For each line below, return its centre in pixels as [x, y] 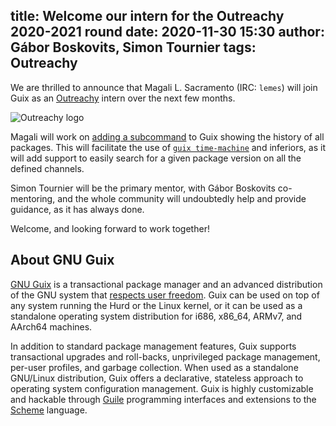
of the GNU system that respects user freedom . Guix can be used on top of [165, 295]
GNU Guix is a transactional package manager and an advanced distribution [166, 284]
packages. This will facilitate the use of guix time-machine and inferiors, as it [168, 147]
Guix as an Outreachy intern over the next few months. [123, 98]
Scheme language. [49, 410]
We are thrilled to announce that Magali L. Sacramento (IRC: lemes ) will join [164, 87]
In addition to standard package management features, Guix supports [153, 346]
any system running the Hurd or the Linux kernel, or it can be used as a [156, 305]
